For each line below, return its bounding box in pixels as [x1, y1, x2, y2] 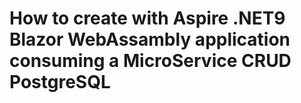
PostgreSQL [9, 71, 111, 94]
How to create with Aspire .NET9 [9, 7, 286, 30]
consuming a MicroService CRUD [9, 50, 292, 72]
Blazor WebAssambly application [9, 28, 291, 51]
